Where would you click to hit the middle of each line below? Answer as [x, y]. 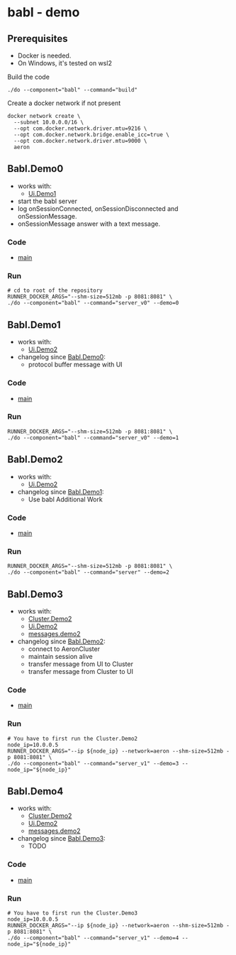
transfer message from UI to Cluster [80, 664]
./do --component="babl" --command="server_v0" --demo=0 [93, 303]
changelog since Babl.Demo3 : [62, 839]
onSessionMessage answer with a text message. [89, 224]
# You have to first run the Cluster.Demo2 [73, 738]
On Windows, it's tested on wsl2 [64, 63]
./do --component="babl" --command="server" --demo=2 [89, 572]
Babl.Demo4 [35, 791]
